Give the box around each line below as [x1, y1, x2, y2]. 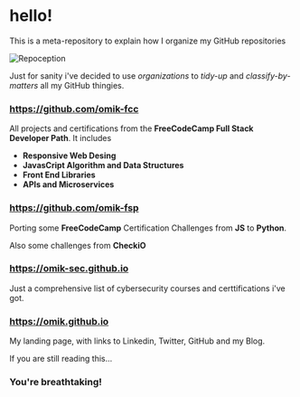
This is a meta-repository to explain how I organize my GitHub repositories [9, 35, 286, 46]
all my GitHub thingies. [40, 80, 125, 90]
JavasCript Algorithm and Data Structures [22, 160, 184, 171]
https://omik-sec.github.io [9, 262, 129, 275]
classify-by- [245, 70, 291, 81]
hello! [9, 5, 52, 26]
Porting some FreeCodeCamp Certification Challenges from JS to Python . [9, 222, 287, 233]
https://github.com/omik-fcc [9, 102, 139, 115]
